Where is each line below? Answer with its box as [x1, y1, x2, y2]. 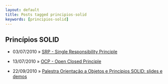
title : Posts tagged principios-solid [5, 12, 87, 17]
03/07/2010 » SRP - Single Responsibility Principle [12, 49, 118, 55]
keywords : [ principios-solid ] [5, 17, 69, 22]
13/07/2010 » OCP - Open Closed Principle [12, 58, 102, 64]
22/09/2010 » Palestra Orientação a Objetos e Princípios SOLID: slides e [12, 68, 163, 74]
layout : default [5, 7, 39, 13]
